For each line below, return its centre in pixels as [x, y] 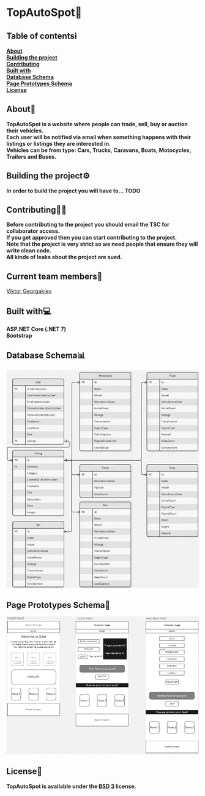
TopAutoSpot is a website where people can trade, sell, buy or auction [97, 124]
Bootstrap [19, 336]
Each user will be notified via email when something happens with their [99, 137]
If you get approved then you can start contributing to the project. [92, 238]
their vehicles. [25, 131]
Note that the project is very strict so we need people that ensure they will [102, 244]
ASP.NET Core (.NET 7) [36, 329]
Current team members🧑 [54, 276]
